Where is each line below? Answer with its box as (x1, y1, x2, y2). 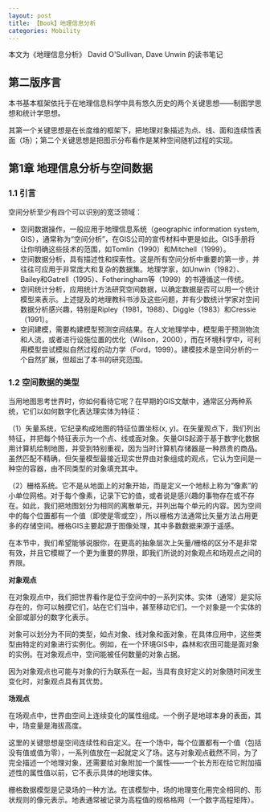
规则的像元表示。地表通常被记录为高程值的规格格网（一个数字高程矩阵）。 (14, 795, 259, 805)
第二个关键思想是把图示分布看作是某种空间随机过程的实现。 (39, 136, 237, 145)
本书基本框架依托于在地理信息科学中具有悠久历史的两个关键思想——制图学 (8, 98, 255, 108)
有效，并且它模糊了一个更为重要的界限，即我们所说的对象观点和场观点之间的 (8, 548, 262, 558)
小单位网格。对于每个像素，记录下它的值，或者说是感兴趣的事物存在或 (8, 491, 241, 500)
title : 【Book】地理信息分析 (8, 19, 96, 27)
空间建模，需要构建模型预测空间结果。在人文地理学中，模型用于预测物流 (19, 324, 260, 334)
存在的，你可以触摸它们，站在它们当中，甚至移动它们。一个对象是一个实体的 (8, 602, 262, 612)
